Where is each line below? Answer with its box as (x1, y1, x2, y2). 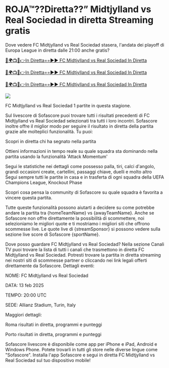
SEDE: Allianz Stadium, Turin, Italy (5, 302, 76, 308)
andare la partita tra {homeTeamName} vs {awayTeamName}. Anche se (5, 210, 154, 216)
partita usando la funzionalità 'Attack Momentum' (5, 153, 108, 159)
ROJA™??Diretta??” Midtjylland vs (5, 4, 151, 15)
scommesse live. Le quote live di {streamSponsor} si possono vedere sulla (5, 226, 161, 232)
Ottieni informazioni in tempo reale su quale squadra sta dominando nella (5, 148, 158, 154)
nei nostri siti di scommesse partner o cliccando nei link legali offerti (5, 257, 148, 263)
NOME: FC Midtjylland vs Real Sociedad (5, 272, 89, 278)
